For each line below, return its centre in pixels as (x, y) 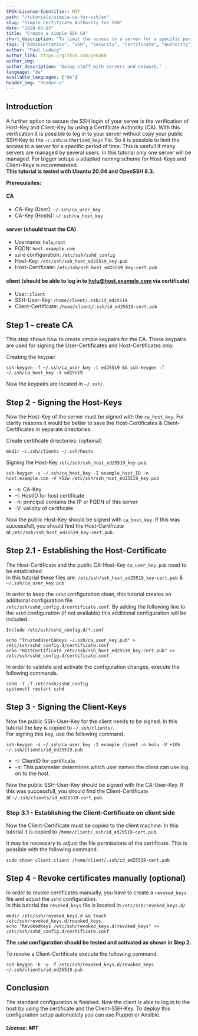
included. (17, 619)
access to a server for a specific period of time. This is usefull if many (91, 146)
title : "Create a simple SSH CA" (47, 34)
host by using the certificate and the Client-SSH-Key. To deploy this (88, 1008)
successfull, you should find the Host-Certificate (65, 526)
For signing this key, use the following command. (65, 734)
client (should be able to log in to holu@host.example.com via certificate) (98, 280)
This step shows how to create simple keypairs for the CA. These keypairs (96, 339)
